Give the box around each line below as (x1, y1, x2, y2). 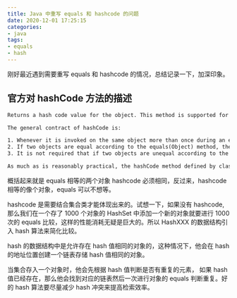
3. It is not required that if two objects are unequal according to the (7, 150, 229, 157)
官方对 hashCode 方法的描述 (7, 92, 133, 104)
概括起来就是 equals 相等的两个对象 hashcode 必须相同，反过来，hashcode (7, 176, 227, 185)
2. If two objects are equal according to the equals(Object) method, (7, 144, 219, 151)
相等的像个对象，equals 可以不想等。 (7, 185, 115, 194)
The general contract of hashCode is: (7, 124, 121, 131)
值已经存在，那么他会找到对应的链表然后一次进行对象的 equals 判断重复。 (7, 274, 222, 283)
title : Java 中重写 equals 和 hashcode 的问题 (7, 10, 140, 18)
